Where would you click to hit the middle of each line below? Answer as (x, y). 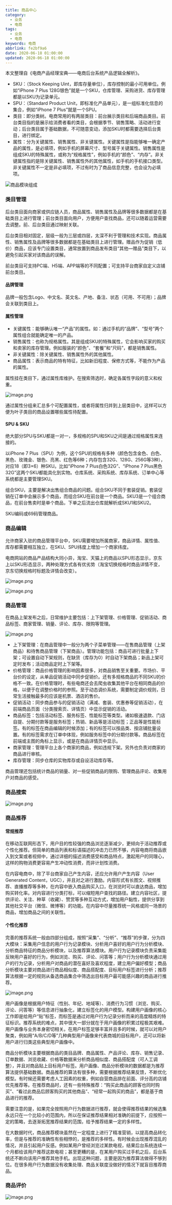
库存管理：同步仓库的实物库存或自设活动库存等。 (64, 760)
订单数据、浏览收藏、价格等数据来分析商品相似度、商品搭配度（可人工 (79, 1059)
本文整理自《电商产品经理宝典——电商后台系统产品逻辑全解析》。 (74, 73)
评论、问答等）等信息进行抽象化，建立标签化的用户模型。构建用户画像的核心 (86, 1010)
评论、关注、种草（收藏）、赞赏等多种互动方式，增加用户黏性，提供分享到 (87, 899)
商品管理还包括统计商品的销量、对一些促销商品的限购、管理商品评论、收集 (84, 771)
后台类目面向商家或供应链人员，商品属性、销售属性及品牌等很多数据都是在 (84, 212)
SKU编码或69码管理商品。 (33, 514)
